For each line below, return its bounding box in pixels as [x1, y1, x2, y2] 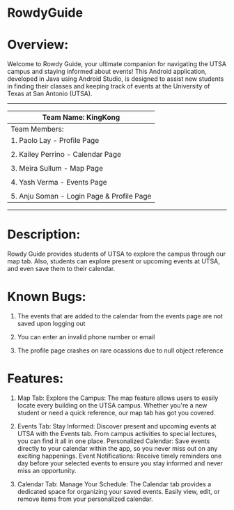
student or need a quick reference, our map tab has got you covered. [17, 408, 216, 417]
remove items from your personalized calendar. [17, 495, 153, 503]
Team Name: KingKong [42, 113, 120, 123]
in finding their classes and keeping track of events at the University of [7, 82, 210, 91]
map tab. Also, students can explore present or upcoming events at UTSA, [7, 257, 221, 265]
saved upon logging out [17, 319, 86, 327]
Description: [7, 226, 81, 242]
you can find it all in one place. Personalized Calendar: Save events [17, 437, 210, 445]
